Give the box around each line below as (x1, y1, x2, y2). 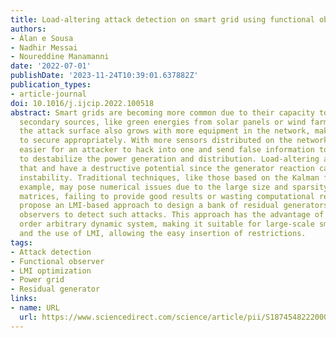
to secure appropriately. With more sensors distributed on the (19, 136, 293, 146)
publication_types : (10, 80, 92, 90)
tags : (10, 237, 33, 248)
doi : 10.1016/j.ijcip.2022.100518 (10, 98, 155, 108)
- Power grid (10, 275, 65, 285)
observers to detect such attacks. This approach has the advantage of (19, 210, 325, 220)
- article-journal (10, 89, 87, 99)
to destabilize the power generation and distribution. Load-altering (19, 154, 320, 164)
